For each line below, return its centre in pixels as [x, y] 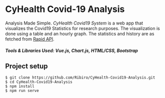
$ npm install [20, 86]
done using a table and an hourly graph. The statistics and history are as [80, 33]
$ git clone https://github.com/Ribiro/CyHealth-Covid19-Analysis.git [80, 78]
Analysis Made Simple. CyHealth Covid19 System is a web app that [74, 23]
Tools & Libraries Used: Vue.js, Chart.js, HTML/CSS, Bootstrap [72, 50]
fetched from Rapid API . [30, 39]
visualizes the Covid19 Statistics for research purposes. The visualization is [82, 28]
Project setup [27, 66]
